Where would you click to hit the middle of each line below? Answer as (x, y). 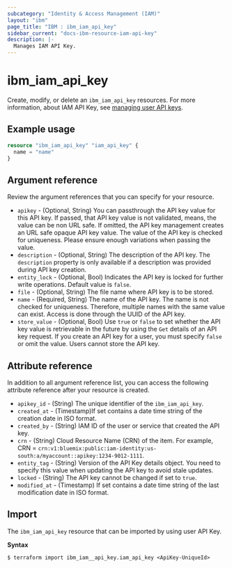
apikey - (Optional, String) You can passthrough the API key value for (116, 211)
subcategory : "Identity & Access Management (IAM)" (84, 14)
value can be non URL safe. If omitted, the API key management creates (121, 225)
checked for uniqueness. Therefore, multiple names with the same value (121, 307)
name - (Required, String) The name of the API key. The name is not (113, 299)
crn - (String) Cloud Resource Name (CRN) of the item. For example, (115, 441)
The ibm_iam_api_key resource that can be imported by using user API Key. (114, 531)
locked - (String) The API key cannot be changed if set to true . (107, 478)
